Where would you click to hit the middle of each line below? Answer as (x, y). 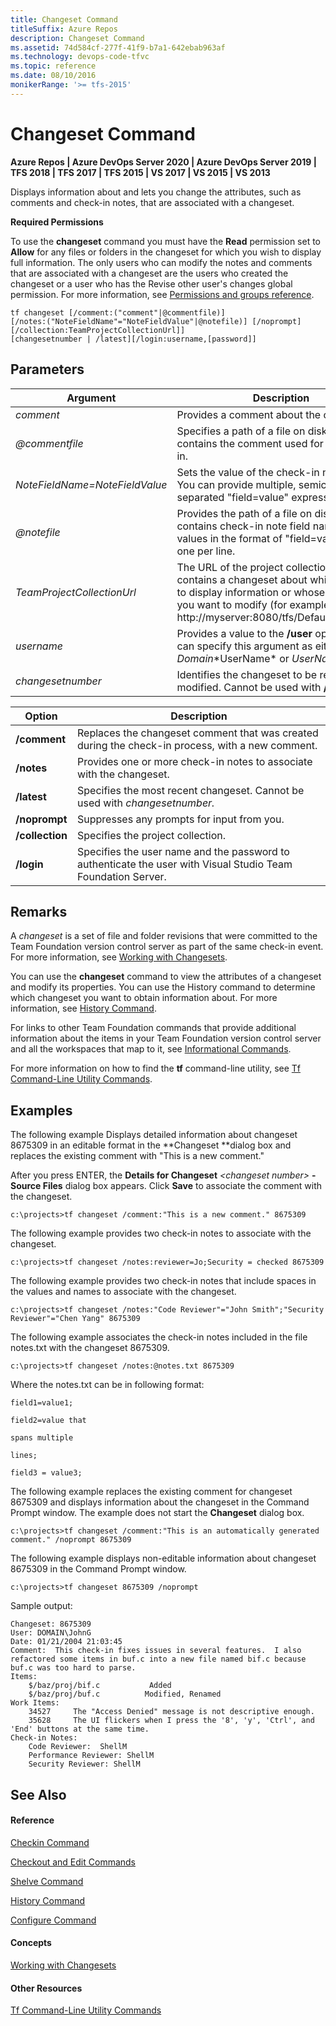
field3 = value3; (46, 1473)
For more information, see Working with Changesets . (119, 957)
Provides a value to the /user (244, 633)
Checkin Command (50, 1842)
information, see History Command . (83, 1008)
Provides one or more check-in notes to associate (195, 761)
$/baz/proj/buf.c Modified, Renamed (125, 1694)
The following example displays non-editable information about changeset (163, 1558)
